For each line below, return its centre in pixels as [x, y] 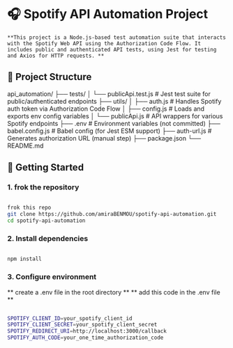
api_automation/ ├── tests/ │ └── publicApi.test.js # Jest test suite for [109, 94]
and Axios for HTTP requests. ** [56, 56]
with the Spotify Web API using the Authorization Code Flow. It [104, 43]
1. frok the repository [43, 187]
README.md [25, 145]
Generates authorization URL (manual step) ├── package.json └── [104, 138]
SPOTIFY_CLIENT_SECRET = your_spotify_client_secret [82, 325]
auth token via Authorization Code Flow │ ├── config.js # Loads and [106, 109]
